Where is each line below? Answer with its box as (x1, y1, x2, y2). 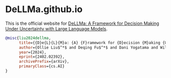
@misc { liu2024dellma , (5, 35, 51, 41)
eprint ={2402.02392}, (18, 54, 65, 59)
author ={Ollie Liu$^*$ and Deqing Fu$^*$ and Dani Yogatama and (18, 45, 158, 50)
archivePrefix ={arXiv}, (18, 59, 70, 64)
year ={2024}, (18, 50, 47, 55)
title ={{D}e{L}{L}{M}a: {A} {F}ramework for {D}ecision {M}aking (18, 40, 160, 45)
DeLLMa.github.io (5, 4, 83, 15)
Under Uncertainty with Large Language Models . (5, 25, 108, 31)
